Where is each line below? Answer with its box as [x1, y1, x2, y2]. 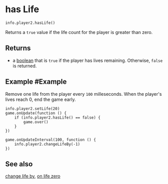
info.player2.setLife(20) [5, 106, 60, 111]
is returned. [12, 62, 37, 69]
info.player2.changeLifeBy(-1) [14, 141, 80, 146]
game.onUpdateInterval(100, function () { [5, 137, 96, 142]
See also [5, 160, 33, 168]
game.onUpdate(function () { [5, 111, 67, 116]
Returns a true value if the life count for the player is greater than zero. [5, 29, 153, 35]
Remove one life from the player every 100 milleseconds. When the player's [5, 91, 162, 97]
